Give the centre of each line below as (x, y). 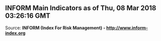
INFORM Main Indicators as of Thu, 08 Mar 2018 (81, 8)
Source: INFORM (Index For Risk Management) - (55, 28)
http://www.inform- (127, 28)
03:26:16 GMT (28, 16)
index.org (15, 33)
